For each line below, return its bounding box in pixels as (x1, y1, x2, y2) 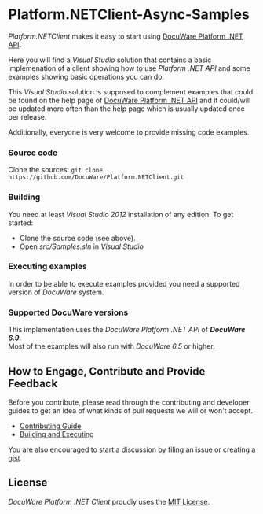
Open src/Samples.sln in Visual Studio (19, 242, 144, 251)
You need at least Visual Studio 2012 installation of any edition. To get (8, 209, 234, 219)
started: (8, 218, 34, 227)
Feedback (8, 376, 58, 390)
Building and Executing (19, 429, 94, 438)
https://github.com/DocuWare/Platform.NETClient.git (8, 173, 184, 182)
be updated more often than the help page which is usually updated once (8, 104, 246, 113)
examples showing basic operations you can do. (8, 72, 165, 81)
